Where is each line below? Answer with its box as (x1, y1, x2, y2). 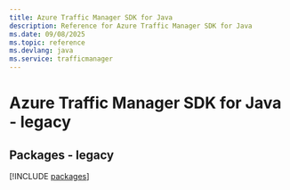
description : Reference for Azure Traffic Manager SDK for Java (9, 21, 253, 30)
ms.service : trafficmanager (9, 54, 114, 63)
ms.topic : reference (9, 37, 86, 47)
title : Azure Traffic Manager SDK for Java (9, 12, 173, 22)
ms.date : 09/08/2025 (9, 29, 86, 38)
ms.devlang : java (9, 46, 74, 55)
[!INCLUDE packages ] (9, 171, 90, 181)
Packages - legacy (9, 147, 114, 162)
